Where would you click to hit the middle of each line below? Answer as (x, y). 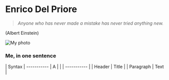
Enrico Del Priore (41, 9)
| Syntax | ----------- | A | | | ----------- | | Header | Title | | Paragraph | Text (85, 67)
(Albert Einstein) (22, 33)
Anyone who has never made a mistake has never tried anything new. (90, 23)
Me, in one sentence (31, 55)
